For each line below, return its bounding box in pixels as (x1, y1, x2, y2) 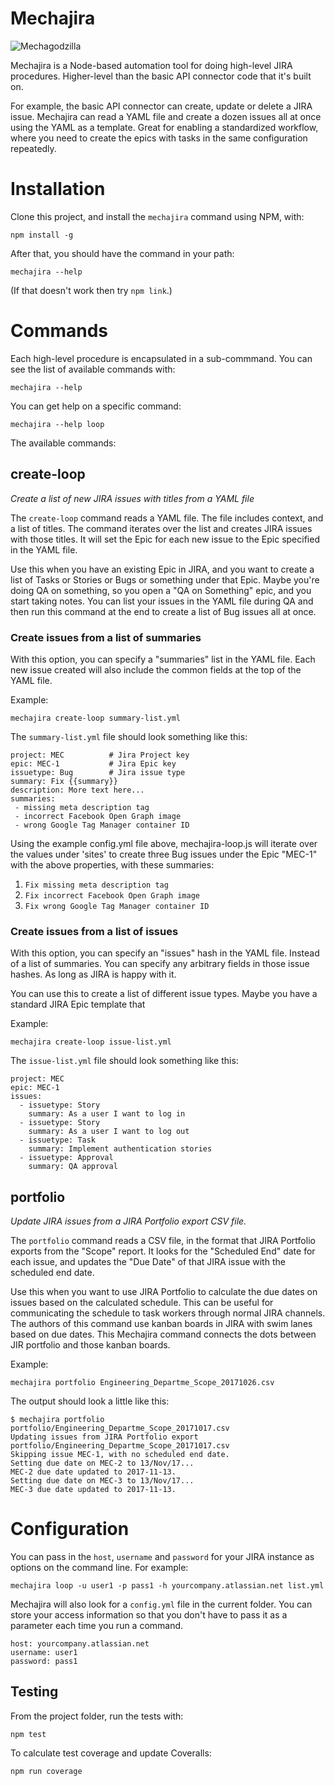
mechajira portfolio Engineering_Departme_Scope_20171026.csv (10, 1378, 275, 1388)
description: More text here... (10, 785, 145, 795)
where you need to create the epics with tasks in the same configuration (10, 132, 308, 144)
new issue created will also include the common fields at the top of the (10, 663, 302, 676)
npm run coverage (10, 1766, 83, 1776)
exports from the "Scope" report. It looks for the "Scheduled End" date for (10, 1245, 316, 1257)
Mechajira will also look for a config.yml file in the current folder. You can (10, 1598, 313, 1610)
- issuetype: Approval (19, 1153, 114, 1163)
